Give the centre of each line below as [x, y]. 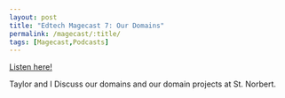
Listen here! [31, 67]
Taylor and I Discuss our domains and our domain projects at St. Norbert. [143, 84]
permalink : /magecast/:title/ [65, 34]
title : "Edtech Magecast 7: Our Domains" [87, 26]
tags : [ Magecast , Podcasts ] [59, 42]
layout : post [33, 17]
